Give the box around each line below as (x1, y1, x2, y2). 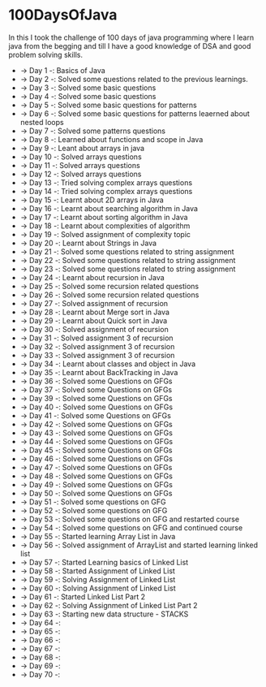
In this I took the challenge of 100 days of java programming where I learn (8, 32, 254, 42)
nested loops (19, 117, 64, 127)
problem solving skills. (8, 50, 84, 59)
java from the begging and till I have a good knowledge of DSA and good (8, 41, 251, 50)
